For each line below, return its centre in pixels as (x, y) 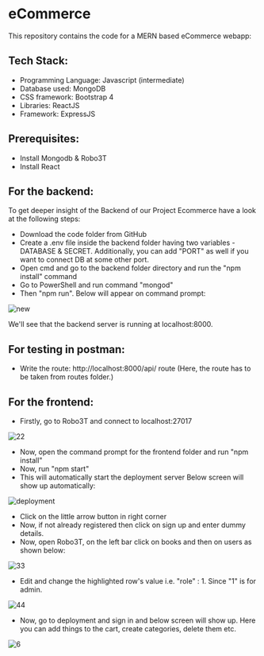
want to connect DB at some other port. (84, 260)
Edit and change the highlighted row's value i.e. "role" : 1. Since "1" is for (138, 581)
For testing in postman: (67, 349)
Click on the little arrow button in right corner (93, 516)
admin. (31, 590)
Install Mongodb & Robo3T (63, 158)
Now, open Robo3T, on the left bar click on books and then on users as (136, 542)
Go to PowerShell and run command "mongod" (96, 285)
